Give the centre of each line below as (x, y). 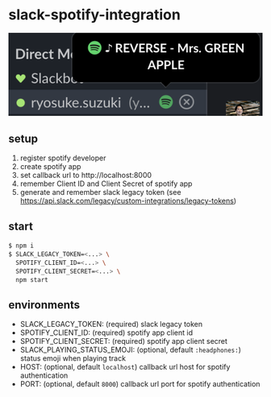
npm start (32, 279)
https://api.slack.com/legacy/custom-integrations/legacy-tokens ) (128, 201)
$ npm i (21, 246)
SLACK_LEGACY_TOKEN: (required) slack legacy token (111, 325)
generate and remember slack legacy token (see (100, 192)
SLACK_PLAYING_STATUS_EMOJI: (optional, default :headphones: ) (131, 350)
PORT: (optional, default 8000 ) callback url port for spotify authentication (140, 384)
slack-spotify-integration (95, 15)
